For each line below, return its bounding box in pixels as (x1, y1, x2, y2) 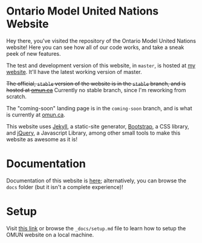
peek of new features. (6, 50, 62, 57)
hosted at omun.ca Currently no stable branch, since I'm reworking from (6, 86, 186, 93)
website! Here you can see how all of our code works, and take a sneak (6, 44, 184, 51)
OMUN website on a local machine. (6, 231, 94, 238)
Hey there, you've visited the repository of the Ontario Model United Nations (6, 37, 197, 44)
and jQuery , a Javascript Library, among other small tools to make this (6, 129, 181, 136)
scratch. (6, 93, 27, 100)
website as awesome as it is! (6, 135, 77, 143)
